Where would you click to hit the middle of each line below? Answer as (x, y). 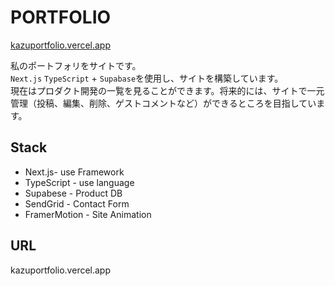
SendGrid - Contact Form (77, 203)
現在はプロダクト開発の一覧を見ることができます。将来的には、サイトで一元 (167, 90)
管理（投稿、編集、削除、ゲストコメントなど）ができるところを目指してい (163, 103)
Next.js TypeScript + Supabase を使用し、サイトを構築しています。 (147, 78)
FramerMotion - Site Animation (88, 214)
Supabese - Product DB (73, 193)
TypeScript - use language (79, 182)
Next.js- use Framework (74, 172)
